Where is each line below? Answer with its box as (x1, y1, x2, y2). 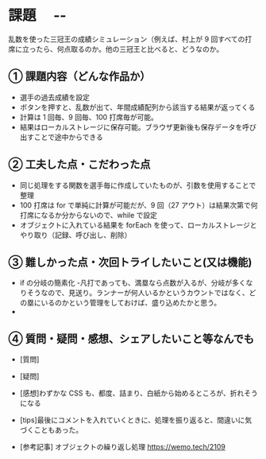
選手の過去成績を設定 (19, 92, 90, 102)
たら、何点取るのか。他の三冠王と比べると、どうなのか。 (35, 44, 224, 53)
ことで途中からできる (33, 132, 103, 142)
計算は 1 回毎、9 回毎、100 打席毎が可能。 (19, 112, 159, 122)
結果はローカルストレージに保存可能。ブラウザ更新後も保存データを (19, 122, 243, 131)
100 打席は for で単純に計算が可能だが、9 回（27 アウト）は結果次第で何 (19, 200, 258, 210)
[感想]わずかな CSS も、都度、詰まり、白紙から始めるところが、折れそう (19, 388, 258, 398)
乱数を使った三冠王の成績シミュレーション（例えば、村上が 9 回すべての (8, 34, 245, 44)
